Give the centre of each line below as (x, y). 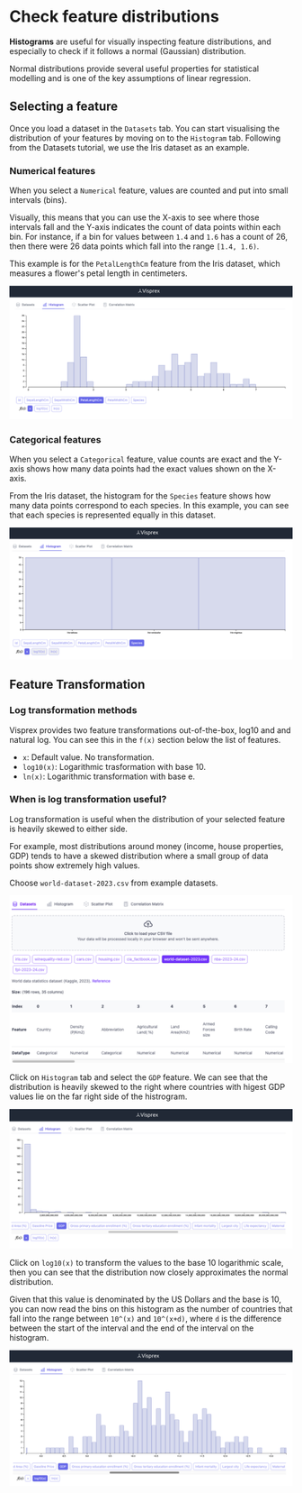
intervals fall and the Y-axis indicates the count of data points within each (145, 227)
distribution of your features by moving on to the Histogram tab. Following (145, 138)
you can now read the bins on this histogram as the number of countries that (151, 1309)
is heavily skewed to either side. (69, 829)
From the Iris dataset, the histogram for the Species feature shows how (140, 496)
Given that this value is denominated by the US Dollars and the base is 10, (145, 1299)
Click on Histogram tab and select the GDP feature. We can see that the (138, 1077)
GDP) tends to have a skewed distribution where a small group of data (139, 856)
